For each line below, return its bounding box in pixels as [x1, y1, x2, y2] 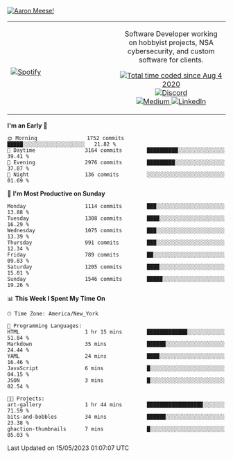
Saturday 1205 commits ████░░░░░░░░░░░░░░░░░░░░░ [7, 263, 225, 270]
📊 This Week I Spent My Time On [7, 295, 105, 302]
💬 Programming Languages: [7, 322, 82, 329]
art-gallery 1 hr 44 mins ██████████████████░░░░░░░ [7, 401, 225, 408]
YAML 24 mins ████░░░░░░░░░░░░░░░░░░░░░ [7, 353, 225, 360]
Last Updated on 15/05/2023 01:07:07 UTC [7, 444, 130, 452]
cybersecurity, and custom [127, 46, 215, 55]
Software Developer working [124, 29, 218, 38]
